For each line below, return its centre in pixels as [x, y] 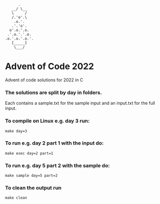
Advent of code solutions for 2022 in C [44, 80]
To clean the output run [33, 188]
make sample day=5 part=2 [31, 176]
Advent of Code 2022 [50, 66]
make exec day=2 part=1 [29, 153]
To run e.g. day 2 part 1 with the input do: [54, 143]
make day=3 [16, 131]
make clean [16, 198]
